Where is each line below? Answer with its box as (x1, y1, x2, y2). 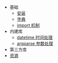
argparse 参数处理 (16, 41, 53, 46)
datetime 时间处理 (16, 34, 53, 40)
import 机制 (16, 22, 40, 28)
